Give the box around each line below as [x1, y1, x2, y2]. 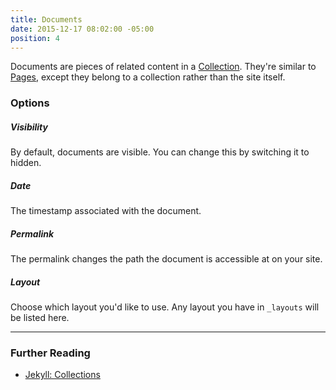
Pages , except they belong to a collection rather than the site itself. [10, 71, 286, 83]
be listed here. [10, 312, 70, 324]
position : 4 [10, 33, 60, 43]
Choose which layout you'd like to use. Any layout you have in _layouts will [10, 301, 320, 313]
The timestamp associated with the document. [10, 205, 202, 217]
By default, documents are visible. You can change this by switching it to [10, 146, 310, 158]
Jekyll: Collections [24, 369, 101, 381]
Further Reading [10, 346, 91, 360]
